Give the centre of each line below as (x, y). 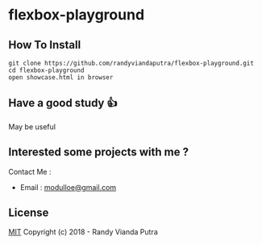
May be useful (32, 126)
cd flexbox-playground (46, 70)
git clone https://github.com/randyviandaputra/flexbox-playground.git (131, 63)
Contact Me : (30, 171)
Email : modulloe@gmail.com (68, 187)
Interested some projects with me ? (99, 152)
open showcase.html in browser (61, 78)
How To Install (45, 45)
